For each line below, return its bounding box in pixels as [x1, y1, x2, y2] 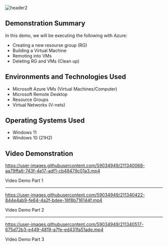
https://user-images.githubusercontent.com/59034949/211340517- [5, 221, 144, 227]
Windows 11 [12, 129, 37, 135]
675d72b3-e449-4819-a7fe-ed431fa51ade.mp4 [5, 226, 103, 232]
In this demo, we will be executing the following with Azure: [5, 32, 127, 38]
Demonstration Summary [5, 19, 85, 27]
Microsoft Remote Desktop [12, 91, 68, 97]
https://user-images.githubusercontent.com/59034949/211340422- [5, 192, 145, 198]
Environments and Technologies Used [5, 72, 126, 81]
